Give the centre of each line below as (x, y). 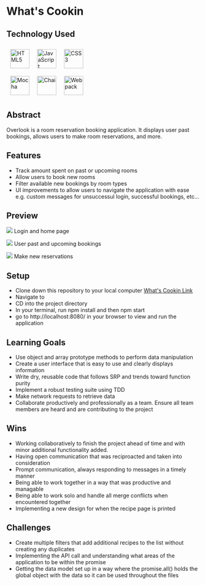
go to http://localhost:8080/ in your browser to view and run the (96, 316)
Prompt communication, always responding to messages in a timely (101, 469)
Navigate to (30, 297)
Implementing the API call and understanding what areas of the (95, 556)
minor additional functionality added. (62, 449)
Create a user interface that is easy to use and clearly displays (94, 364)
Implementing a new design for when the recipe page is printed (95, 508)
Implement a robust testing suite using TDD (70, 390)
